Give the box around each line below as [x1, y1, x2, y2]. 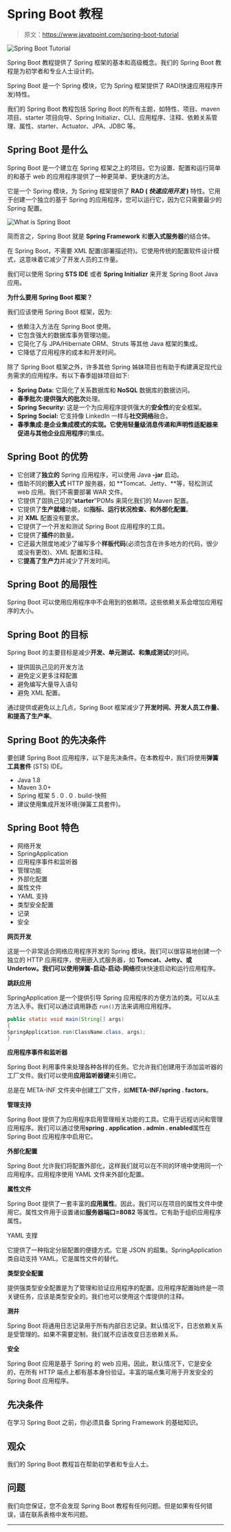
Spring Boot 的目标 [7, 629, 88, 640]
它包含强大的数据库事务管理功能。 [16, 331, 114, 339]
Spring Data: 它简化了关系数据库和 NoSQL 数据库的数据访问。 [16, 386, 194, 394]
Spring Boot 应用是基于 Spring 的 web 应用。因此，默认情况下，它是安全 [7, 1359, 212, 1368]
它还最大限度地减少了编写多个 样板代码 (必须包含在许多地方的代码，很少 [16, 539, 219, 548]
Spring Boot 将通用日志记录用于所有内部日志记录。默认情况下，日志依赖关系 [7, 1321, 223, 1330]
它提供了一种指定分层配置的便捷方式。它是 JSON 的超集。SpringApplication [7, 1246, 222, 1254]
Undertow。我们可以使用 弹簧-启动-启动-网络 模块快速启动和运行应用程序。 [7, 964, 220, 972]
